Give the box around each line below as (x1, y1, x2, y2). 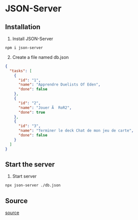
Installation (5, 23, 41, 31)
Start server (12, 174, 37, 179)
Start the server (5, 160, 55, 169)
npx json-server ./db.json (5, 183, 61, 188)
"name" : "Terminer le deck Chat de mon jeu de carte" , (18, 128, 134, 133)
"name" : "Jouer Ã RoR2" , (18, 105, 72, 110)
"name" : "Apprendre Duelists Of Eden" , (18, 82, 100, 87)
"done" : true (18, 110, 46, 115)
